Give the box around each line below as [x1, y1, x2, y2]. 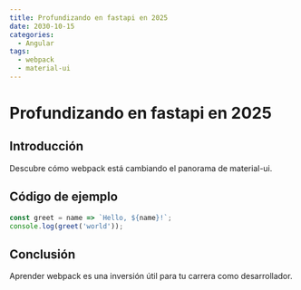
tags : [9, 47, 30, 56]
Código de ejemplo [9, 189, 118, 205]
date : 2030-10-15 [9, 22, 75, 31]
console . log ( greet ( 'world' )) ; [9, 221, 124, 231]
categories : [9, 30, 54, 39]
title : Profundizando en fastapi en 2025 [9, 13, 169, 23]
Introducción [9, 139, 84, 154]
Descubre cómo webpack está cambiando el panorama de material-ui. [9, 162, 273, 173]
